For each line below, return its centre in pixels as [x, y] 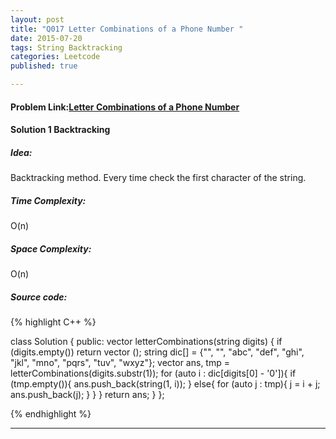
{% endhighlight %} [51, 414]
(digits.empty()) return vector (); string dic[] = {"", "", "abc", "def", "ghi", [157, 352]
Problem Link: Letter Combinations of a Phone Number [125, 107]
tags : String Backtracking [66, 47]
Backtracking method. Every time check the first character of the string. [158, 178]
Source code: [39, 297]
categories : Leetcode [55, 57]
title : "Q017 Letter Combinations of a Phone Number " [127, 29]
